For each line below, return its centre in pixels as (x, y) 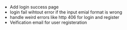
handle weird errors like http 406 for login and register (64, 17)
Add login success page (34, 7)
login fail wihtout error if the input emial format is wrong (66, 12)
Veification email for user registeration (48, 22)
